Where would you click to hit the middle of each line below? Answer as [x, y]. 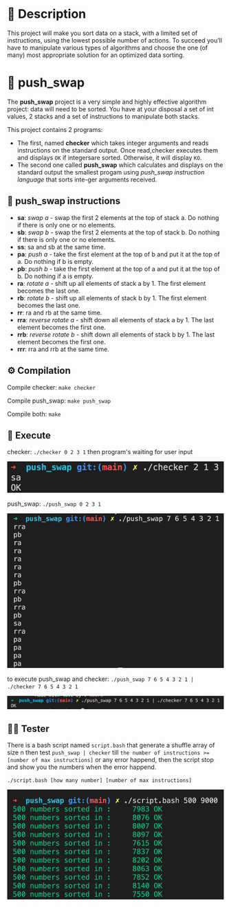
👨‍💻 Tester [28, 729]
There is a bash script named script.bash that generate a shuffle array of [111, 746]
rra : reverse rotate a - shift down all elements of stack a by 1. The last [115, 320]
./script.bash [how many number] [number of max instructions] [100, 781]
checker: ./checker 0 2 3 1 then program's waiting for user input [100, 452]
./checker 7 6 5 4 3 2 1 [43, 686]
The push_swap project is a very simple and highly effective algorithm [107, 102]
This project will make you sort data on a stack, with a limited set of [102, 33]
